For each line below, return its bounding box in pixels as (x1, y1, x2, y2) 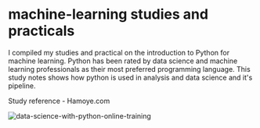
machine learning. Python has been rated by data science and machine (8, 56, 238, 66)
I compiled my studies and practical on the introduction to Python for (8, 48, 229, 57)
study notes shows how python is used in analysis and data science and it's (8, 73, 253, 82)
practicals (8, 22, 75, 40)
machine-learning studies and (8, 5, 209, 23)
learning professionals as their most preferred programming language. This (8, 64, 251, 73)
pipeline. (8, 80, 36, 91)
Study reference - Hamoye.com (8, 96, 110, 105)
